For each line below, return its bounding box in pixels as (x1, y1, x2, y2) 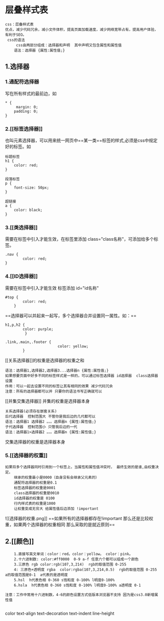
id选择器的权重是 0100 (14, 496, 55, 500)
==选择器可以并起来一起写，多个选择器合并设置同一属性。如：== (5, 312, 137, 319)
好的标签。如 (5, 143, 31, 149)
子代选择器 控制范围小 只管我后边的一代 (5, 424, 77, 429)
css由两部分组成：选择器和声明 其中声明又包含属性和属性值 (16, 43, 122, 48)
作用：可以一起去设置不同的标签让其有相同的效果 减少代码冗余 (5, 383, 113, 389)
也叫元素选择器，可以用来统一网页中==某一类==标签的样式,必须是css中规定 (5, 137, 158, 143)
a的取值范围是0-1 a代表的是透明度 (5, 572, 68, 577)
